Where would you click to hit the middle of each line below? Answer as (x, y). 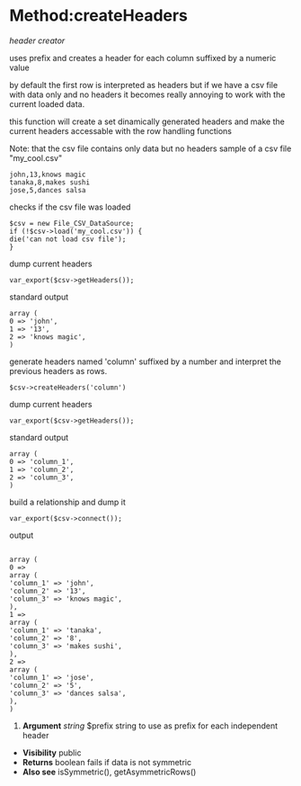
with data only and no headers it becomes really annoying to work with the (147, 94)
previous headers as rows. (58, 371)
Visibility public (52, 753)
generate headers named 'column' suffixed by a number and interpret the (145, 362)
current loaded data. (47, 103)
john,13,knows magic (48, 174)
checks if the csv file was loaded (70, 207)
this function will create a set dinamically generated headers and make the (147, 121)
